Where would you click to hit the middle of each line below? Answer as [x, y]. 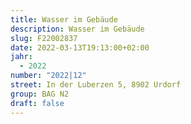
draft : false [37, 103]
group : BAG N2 [40, 94]
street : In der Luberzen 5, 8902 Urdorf [96, 85]
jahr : [21, 57]
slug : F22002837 [44, 38]
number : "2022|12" [48, 76]
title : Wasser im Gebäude [64, 19]
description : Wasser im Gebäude [77, 29]
